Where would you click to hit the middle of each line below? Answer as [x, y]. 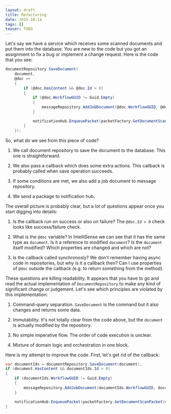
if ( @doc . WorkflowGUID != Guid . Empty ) [74, 98]
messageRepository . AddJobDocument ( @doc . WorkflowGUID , [100, 107]
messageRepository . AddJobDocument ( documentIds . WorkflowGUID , [90, 388]
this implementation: [27, 295]
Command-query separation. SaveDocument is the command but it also [85, 304]
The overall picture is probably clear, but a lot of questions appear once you [85, 206]
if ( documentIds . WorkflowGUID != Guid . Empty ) [64, 378]
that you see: [19, 60]
